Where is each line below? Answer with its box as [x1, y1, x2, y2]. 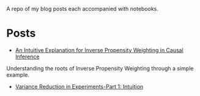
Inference [15, 53, 40, 60]
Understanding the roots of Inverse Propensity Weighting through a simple [6, 64, 194, 72]
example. [6, 71, 29, 78]
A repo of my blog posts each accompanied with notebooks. [6, 5, 159, 12]
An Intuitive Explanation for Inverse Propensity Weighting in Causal [15, 46, 183, 53]
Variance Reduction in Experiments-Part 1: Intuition [15, 83, 144, 90]
